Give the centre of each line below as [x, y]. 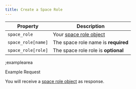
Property [28, 26]
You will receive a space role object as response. [55, 81]
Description [91, 26]
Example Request [23, 72]
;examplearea [19, 62]
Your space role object [79, 34]
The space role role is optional [88, 50]
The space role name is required [90, 42]
